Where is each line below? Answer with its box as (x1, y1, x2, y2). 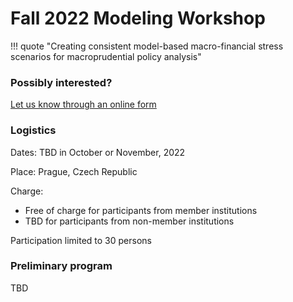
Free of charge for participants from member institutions (24, 204, 258, 216)
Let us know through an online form (10, 98, 157, 111)
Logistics (10, 123, 57, 137)
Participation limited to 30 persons (10, 234, 152, 246)
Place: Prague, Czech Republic (10, 165, 138, 177)
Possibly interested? (10, 75, 113, 89)
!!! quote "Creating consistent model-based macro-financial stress (10, 40, 284, 52)
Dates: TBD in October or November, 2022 (10, 146, 186, 158)
